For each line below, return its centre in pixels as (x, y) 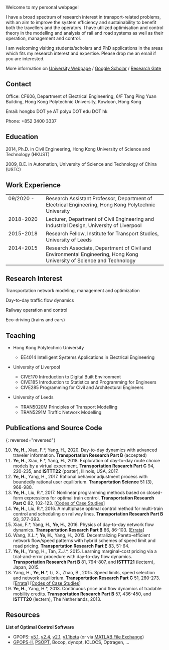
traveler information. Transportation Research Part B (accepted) (80, 455)
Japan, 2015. (26, 567)
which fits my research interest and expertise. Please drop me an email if (81, 53)
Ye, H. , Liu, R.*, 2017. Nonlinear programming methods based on (79, 492)
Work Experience (33, 185)
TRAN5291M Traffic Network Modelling (61, 412)
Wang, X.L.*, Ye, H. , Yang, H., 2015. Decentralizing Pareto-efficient (81, 535)
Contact (19, 84)
